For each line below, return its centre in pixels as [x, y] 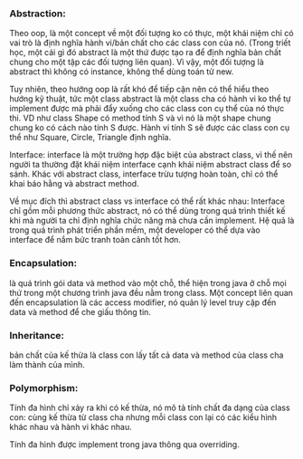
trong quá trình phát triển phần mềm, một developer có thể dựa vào [135, 230]
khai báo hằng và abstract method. [74, 184]
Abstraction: [38, 14]
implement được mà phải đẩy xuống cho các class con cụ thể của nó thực [147, 109]
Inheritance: [37, 335]
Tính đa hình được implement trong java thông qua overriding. [124, 445]
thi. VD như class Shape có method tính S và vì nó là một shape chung [140, 118]
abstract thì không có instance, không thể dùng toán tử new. [122, 72]
